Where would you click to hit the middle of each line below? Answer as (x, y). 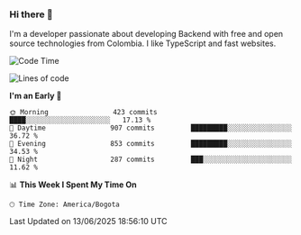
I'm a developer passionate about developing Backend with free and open (146, 34)
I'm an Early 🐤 (36, 96)
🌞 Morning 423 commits (83, 113)
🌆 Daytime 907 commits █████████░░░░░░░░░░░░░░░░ (151, 128)
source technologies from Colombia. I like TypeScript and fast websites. (143, 43)
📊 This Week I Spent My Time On (73, 185)
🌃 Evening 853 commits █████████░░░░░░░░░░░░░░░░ (151, 144)
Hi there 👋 (32, 14)
